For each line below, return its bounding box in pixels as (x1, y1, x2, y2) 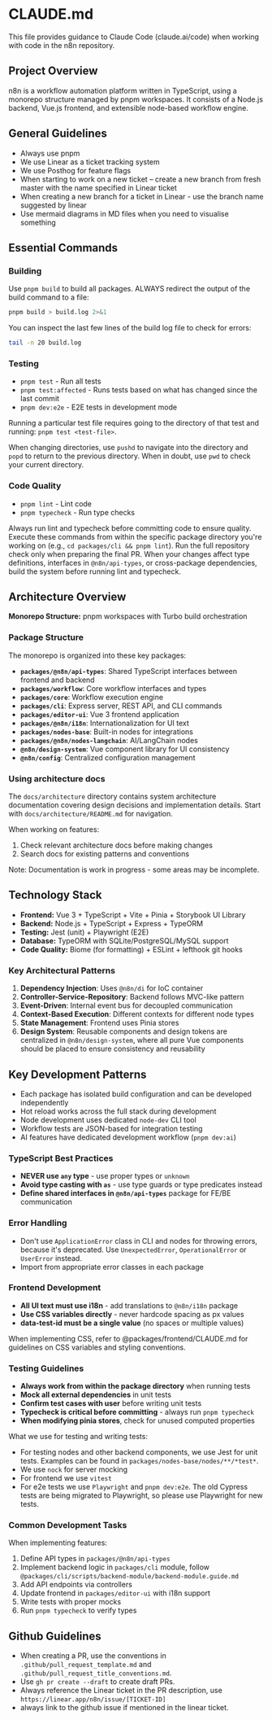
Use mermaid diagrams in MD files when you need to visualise (19, 208, 229, 218)
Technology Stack (8, 888, 102, 902)
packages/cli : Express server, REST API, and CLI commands (19, 701, 222, 711)
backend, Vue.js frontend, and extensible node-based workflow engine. (8, 103, 249, 112)
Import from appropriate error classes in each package (19, 1262, 205, 1271)
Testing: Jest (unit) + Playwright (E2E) (19, 927, 149, 937)
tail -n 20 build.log (8, 339, 82, 347)
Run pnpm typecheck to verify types (19, 1605, 137, 1616)
